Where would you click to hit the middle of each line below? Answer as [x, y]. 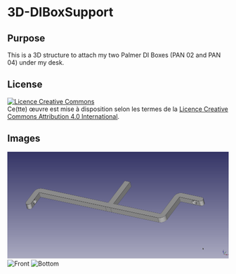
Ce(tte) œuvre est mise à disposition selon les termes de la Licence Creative [118, 109]
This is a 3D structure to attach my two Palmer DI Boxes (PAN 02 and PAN [114, 55]
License [25, 85]
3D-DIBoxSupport [60, 12]
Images [24, 139]
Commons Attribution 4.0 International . [64, 116]
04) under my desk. [36, 63]
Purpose [26, 38]
